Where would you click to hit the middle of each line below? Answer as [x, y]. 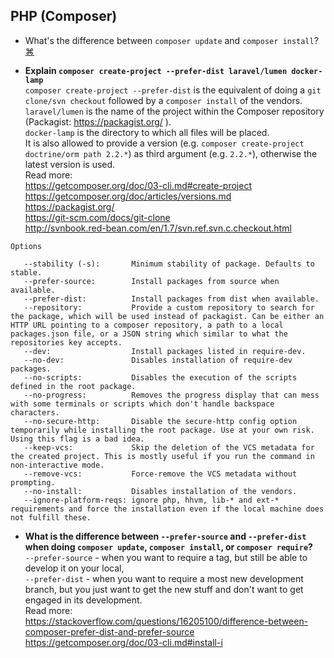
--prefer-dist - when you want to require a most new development [164, 578]
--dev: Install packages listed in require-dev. [165, 351]
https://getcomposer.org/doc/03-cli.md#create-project [138, 185]
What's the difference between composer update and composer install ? [171, 40]
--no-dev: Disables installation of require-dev [158, 360]
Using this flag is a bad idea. [77, 439]
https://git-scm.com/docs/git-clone [97, 217]
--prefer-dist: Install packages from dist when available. [171, 299]
